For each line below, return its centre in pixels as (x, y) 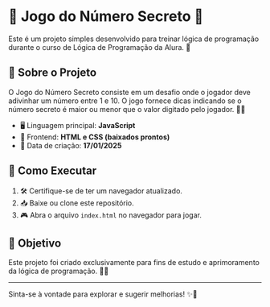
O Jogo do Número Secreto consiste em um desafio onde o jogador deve (129, 92)
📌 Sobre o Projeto (53, 73)
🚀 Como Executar (53, 171)
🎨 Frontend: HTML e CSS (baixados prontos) (95, 137)
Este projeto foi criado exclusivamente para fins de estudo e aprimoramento (134, 263)
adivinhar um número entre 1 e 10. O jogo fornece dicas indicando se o (125, 101)
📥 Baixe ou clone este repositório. (77, 203)
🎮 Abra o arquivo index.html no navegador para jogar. (111, 215)
